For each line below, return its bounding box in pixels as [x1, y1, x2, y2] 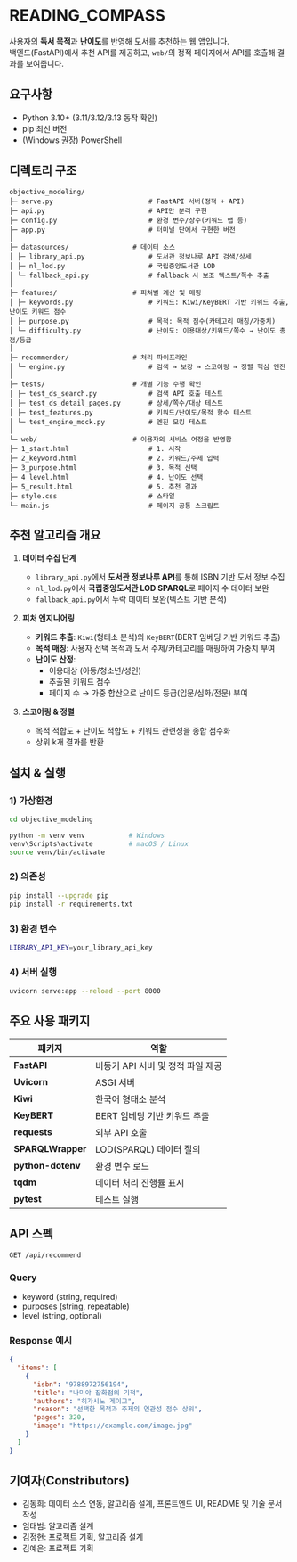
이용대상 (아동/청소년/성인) [48, 665, 142, 676]
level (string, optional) [21, 1310, 102, 1320]
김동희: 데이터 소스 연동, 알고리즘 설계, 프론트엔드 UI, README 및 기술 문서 [21, 1499, 283, 1509]
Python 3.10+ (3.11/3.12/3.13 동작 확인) [21, 112, 158, 123]
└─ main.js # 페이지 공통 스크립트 [9, 501, 220, 510]
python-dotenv [13, 1159, 82, 1171]
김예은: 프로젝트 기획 [21, 1543, 94, 1554]
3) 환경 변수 [9, 922, 57, 934]
